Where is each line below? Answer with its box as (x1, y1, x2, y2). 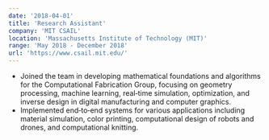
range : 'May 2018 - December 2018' (8, 42, 128, 50)
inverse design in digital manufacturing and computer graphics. (19, 97, 232, 106)
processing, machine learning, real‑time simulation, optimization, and (19, 89, 250, 97)
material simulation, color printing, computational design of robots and (19, 114, 254, 123)
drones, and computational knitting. (19, 122, 139, 132)
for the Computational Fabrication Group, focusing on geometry (19, 80, 233, 89)
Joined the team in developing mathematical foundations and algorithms (19, 72, 261, 80)
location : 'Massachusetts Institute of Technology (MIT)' (8, 34, 208, 43)
